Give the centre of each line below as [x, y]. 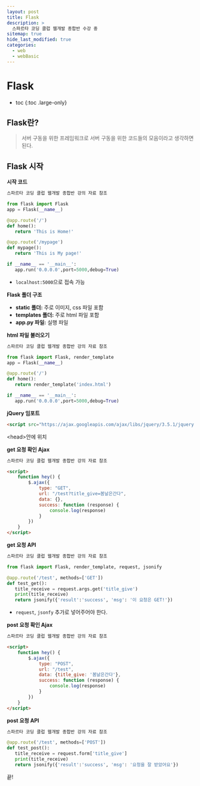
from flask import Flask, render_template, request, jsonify [84, 567]
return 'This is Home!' [44, 231]
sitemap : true [24, 34]
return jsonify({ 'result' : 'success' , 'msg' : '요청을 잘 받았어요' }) [96, 764]
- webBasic [26, 56]
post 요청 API [23, 720]
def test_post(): [28, 748]
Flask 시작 [25, 166]
